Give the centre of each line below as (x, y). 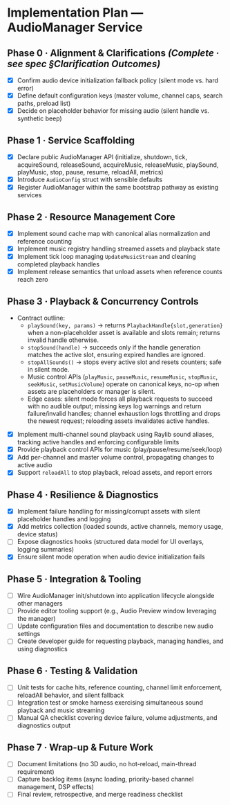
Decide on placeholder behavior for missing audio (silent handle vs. (113, 111)
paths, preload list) (44, 103)
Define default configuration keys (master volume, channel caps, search (120, 96)
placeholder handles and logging (64, 519)
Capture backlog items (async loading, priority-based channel (105, 779)
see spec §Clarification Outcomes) (84, 64)
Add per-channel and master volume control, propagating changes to (116, 458)
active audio (35, 465)
